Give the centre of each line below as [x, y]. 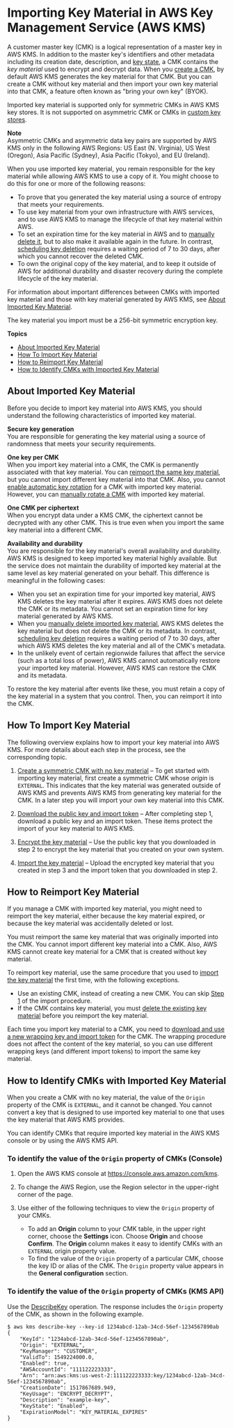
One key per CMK [33, 457]
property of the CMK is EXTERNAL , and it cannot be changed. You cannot [110, 1105]
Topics [17, 334]
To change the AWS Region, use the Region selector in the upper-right [118, 1187]
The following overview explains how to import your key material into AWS [113, 742]
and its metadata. [42, 675]
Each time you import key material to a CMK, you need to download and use [116, 1029]
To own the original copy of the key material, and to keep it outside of [116, 263]
